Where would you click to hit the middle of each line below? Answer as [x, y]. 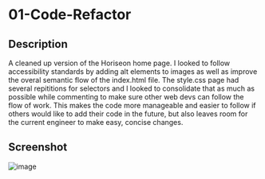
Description [38, 44]
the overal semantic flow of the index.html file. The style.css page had [124, 80]
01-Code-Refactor [70, 15]
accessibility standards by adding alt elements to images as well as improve [133, 72]
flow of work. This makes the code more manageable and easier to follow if [132, 105]
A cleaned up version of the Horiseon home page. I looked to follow [119, 63]
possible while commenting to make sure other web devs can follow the [126, 97]
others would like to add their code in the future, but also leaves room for [128, 114]
